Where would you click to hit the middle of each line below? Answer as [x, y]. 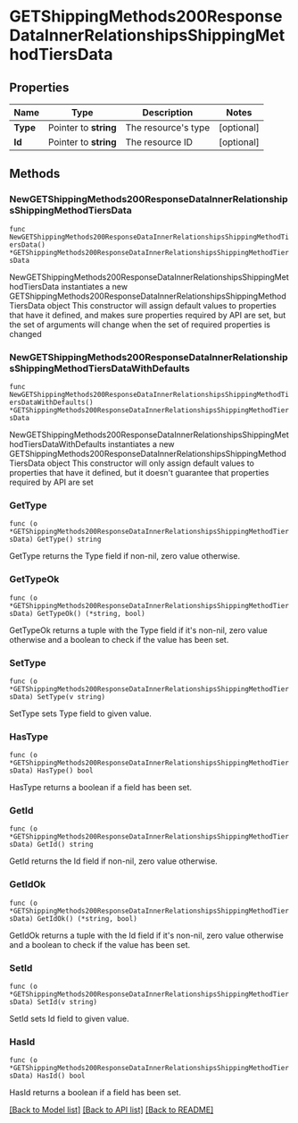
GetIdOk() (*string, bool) [87, 918]
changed [25, 334]
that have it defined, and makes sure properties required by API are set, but [148, 315]
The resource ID [159, 142]
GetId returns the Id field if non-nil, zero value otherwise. [114, 861]
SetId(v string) [67, 1002]
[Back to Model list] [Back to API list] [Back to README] [112, 1110]
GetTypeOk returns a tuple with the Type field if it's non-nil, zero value [138, 630]
